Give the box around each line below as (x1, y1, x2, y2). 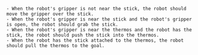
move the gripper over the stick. (6, 11, 94, 17)
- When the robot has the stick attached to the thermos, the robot (6, 37, 184, 44)
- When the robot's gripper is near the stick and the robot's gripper (6, 16, 192, 22)
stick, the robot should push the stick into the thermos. (6, 32, 160, 38)
